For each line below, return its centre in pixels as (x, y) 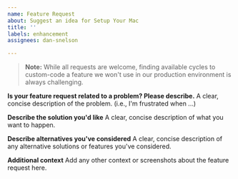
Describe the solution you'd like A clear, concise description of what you (115, 118)
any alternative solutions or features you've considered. (89, 146)
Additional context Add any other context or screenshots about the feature (118, 160)
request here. (27, 168)
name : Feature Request (41, 14)
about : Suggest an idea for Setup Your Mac (73, 21)
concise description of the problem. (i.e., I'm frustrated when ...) (102, 103)
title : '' (22, 27)
